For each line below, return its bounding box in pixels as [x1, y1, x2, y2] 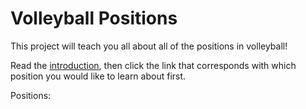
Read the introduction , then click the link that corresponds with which [10, 59, 297, 71]
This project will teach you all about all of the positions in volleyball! [10, 40, 288, 52]
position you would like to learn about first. [10, 70, 187, 82]
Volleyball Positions [10, 7, 178, 30]
